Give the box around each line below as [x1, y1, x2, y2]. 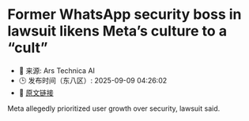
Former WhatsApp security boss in [7, 5, 242, 24]
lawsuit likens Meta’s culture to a [7, 22, 227, 40]
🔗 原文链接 [18, 88, 54, 97]
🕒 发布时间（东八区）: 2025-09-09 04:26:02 [18, 75, 168, 85]
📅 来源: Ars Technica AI [18, 65, 96, 75]
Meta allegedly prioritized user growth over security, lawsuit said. [7, 104, 221, 113]
